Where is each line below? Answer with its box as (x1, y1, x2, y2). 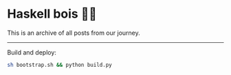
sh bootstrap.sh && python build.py (7, 61, 112, 68)
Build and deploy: (7, 48, 57, 57)
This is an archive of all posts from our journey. (7, 29, 140, 37)
